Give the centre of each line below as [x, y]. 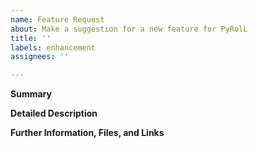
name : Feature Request [57, 19]
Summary [31, 94]
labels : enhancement [53, 47]
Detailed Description [54, 113]
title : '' [31, 38]
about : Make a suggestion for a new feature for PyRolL [129, 29]
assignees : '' [40, 57]
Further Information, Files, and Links [87, 133]
